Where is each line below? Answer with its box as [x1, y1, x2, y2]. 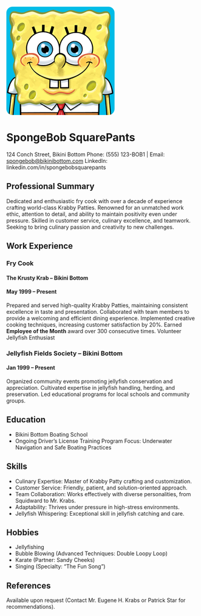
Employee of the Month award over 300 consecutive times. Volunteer [6, 327, 182, 334]
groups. [6, 396, 26, 404]
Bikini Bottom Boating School [15, 431, 88, 438]
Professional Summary [6, 181, 95, 192]
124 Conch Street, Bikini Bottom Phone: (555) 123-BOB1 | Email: [6, 150, 165, 158]
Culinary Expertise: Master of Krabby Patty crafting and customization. [15, 477, 192, 485]
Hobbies [6, 527, 39, 538]
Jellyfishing [15, 544, 44, 551]
